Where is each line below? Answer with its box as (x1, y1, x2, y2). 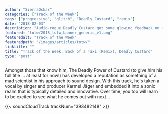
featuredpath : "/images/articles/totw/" (5, 40, 91, 45)
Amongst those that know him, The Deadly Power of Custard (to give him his (5, 67, 163, 73)
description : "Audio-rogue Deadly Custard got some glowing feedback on (5, 26, 160, 31)
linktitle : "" (5, 44, 35, 49)
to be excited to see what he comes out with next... (5, 94, 110, 100)
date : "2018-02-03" (5, 21, 46, 26)
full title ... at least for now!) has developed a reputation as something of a (5, 73, 157, 79)
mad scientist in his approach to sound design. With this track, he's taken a (5, 78, 160, 84)
